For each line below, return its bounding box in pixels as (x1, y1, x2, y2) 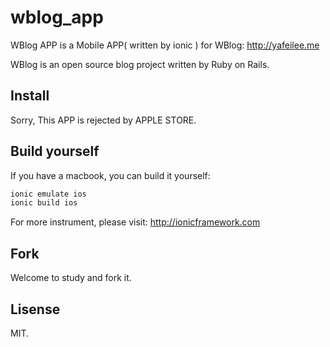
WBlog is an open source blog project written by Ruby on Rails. (10, 58, 270, 70)
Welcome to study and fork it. (10, 272, 132, 284)
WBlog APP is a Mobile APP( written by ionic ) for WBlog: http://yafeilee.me (10, 39, 320, 51)
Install (10, 87, 50, 105)
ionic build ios (10, 198, 78, 208)
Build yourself (10, 143, 100, 160)
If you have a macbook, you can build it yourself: (10, 169, 211, 181)
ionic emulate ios (10, 189, 87, 199)
